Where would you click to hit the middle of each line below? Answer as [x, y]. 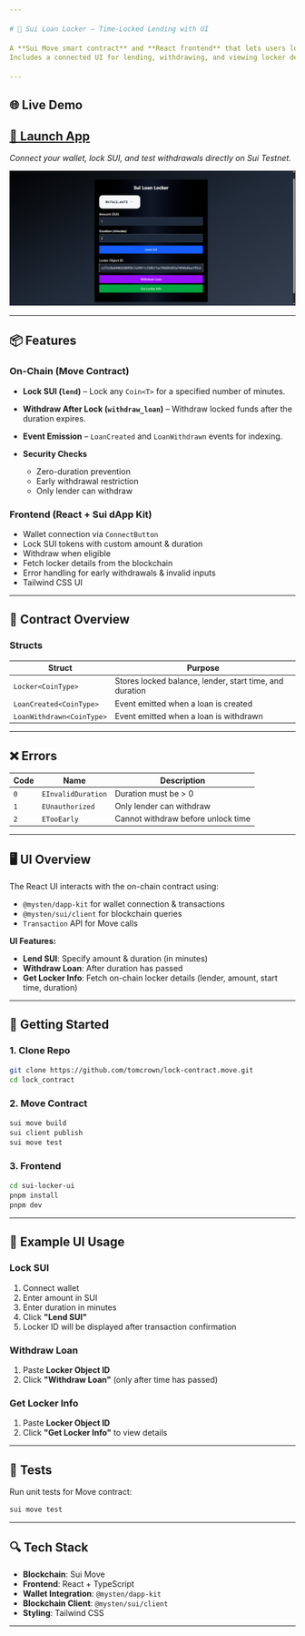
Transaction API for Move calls [80, 923]
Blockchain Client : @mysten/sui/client [95, 1603]
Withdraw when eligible [67, 553]
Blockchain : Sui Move [64, 1574]
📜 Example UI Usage [67, 1242]
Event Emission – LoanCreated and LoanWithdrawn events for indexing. [152, 436]
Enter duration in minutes [69, 1307]
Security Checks [55, 453]
